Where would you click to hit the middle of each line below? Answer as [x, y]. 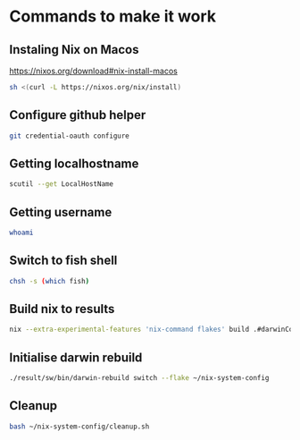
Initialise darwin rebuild [76, 357]
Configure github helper [78, 115]
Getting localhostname [74, 163]
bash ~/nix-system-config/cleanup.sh [79, 427]
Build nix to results [62, 309]
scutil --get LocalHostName [62, 184]
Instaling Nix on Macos [74, 50]
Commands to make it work [113, 17]
